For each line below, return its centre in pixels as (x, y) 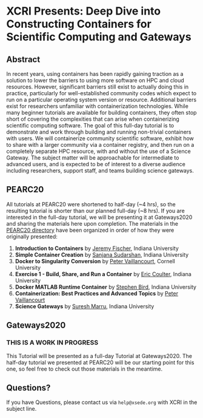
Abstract (23, 59)
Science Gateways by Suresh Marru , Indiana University (85, 306)
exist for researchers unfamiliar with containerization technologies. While (98, 106)
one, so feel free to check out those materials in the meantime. (84, 369)
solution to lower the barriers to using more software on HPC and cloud (95, 80)
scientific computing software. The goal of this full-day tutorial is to (90, 125)
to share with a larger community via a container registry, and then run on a (100, 145)
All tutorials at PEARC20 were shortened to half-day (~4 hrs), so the (91, 204)
